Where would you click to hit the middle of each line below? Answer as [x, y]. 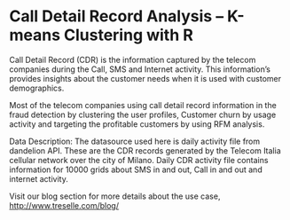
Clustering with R [128, 35]
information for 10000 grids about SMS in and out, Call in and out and [136, 169]
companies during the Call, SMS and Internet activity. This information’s [140, 69]
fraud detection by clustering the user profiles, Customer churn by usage [143, 114]
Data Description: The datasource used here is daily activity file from [135, 141]
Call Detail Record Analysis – [117, 16]
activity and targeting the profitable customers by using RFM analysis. [137, 124]
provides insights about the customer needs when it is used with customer [145, 78]
